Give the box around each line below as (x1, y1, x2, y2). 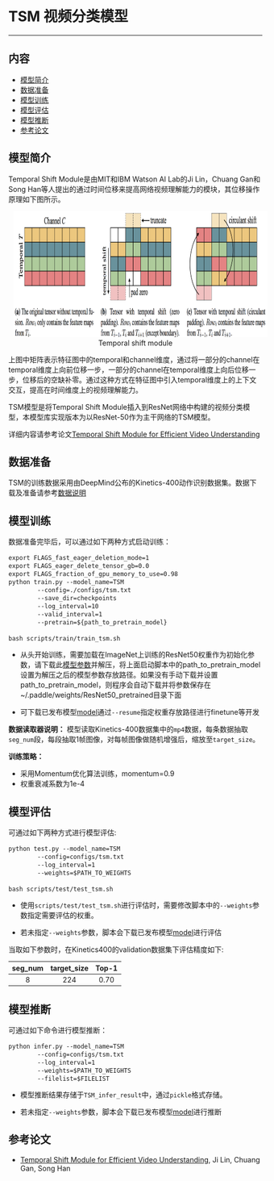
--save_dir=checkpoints (37, 595, 117, 603)
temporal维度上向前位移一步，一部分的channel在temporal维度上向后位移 (8, 365, 249, 374)
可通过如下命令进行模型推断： (8, 1025, 107, 1035)
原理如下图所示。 (8, 194, 65, 204)
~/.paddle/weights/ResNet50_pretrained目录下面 (19, 691, 182, 700)
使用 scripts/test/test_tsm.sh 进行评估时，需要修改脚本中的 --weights (19, 900, 253, 910)
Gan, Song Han (19, 1163, 71, 1173)
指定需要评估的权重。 (27, 911, 98, 920)
